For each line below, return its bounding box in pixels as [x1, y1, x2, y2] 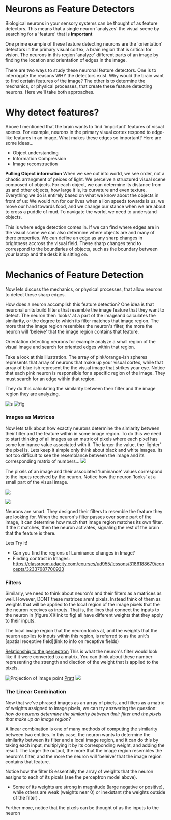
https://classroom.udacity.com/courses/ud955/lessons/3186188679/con [12, 561, 164, 567]
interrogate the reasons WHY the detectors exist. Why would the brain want [5, 72, 164, 78]
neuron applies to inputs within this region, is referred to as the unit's [5, 633, 150, 639]
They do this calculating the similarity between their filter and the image [5, 385, 156, 391]
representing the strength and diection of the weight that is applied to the [5, 659, 159, 666]
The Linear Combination [5, 688, 66, 695]
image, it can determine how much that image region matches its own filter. [5, 519, 163, 525]
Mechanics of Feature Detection [5, 269, 144, 281]
